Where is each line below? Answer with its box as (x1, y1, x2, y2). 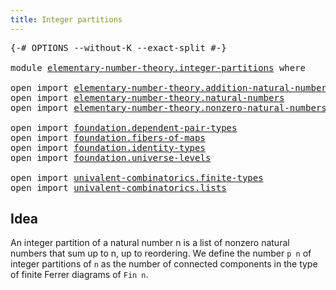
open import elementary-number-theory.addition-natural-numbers (10, 82, 333, 93)
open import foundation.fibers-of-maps (10, 132, 206, 143)
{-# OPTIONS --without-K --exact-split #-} (10, 42, 227, 53)
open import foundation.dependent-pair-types (10, 122, 238, 133)
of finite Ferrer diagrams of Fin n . (10, 269, 149, 281)
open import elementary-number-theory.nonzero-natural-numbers (10, 102, 327, 113)
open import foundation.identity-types (10, 142, 206, 153)
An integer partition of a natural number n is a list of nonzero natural (10, 237, 290, 249)
